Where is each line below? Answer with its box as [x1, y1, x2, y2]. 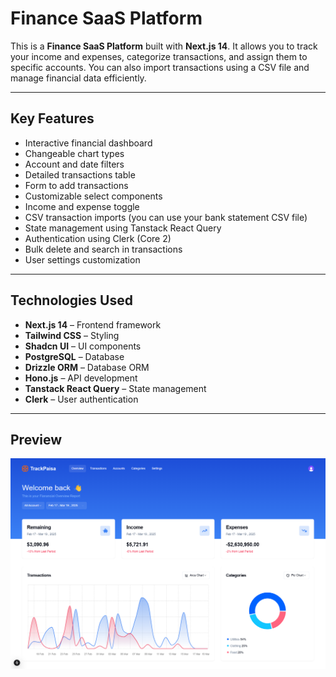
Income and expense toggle [24, 200, 140, 212]
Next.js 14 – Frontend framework [24, 318, 162, 331]
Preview [10, 431, 63, 448]
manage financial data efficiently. [10, 72, 147, 84]
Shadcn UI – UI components [24, 340, 142, 352]
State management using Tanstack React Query [24, 222, 222, 234]
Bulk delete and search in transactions [24, 243, 183, 255]
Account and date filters [24, 158, 125, 170]
